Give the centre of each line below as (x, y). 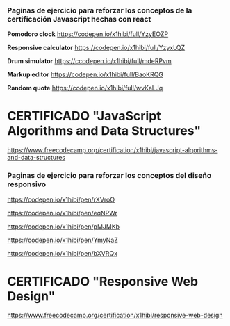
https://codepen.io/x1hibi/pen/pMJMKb (64, 226)
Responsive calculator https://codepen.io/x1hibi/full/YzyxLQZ (96, 48)
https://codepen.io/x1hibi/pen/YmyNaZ (63, 240)
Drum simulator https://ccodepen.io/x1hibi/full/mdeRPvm (89, 61)
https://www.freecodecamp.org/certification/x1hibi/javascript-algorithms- (113, 150)
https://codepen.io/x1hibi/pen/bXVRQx (63, 253)
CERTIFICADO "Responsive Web (103, 281)
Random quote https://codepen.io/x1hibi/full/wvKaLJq (85, 88)
